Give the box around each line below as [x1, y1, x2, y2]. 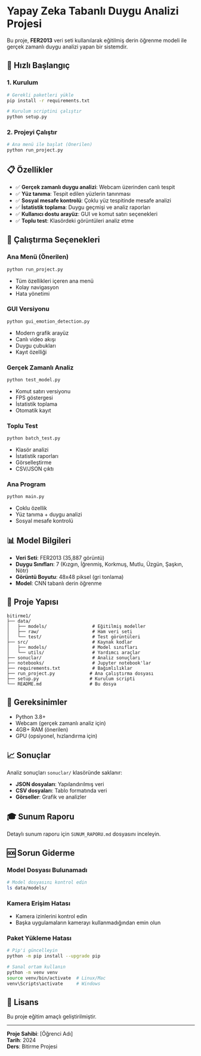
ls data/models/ [7, 885, 47, 891]
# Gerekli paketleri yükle [7, 92, 74, 98]
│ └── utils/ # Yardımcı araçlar [7, 650, 141, 656]
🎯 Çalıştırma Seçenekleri [7, 235, 100, 245]
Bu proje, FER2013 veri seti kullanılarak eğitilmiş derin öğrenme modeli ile [7, 37, 187, 44]
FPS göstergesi [15, 394, 53, 401]
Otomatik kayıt [15, 406, 51, 414]
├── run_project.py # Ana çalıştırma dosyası [7, 670, 154, 676]
